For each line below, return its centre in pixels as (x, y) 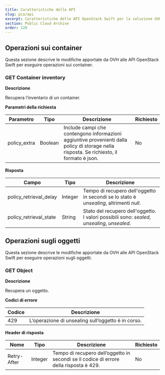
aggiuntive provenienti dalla (96, 140)
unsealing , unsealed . (107, 223)
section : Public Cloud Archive (37, 23)
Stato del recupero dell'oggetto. (120, 211)
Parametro (22, 119)
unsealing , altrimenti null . (112, 203)
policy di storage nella (89, 146)
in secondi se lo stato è (110, 197)
